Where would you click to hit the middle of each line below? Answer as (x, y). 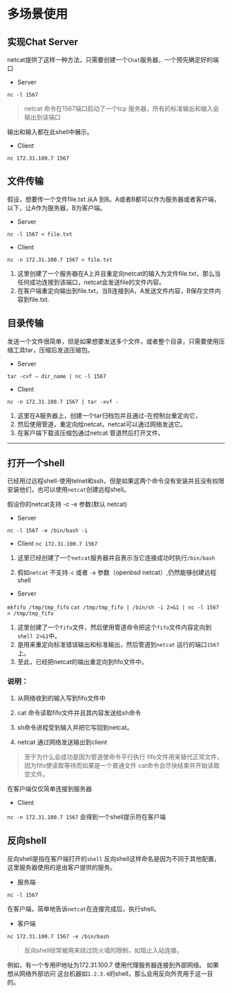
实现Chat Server (42, 42)
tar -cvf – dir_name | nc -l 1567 (57, 376)
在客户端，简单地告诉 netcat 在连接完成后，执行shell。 (84, 909)
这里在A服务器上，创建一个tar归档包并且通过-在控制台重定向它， (109, 415)
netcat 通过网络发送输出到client (62, 742)
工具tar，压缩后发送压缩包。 (53, 350)
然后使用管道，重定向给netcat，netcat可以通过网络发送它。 (101, 424)
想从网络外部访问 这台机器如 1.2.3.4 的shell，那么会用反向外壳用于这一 (107, 973)
